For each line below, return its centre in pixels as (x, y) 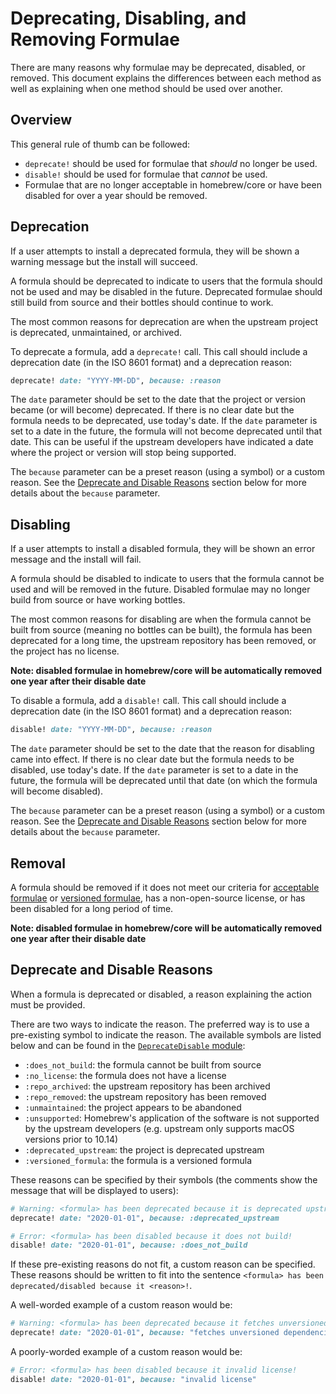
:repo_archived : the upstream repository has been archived (147, 1086)
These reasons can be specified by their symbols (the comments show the (164, 1179)
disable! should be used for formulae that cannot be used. (146, 174)
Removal (38, 863)
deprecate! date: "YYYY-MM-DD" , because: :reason (116, 380)
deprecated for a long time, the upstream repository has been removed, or (163, 641)
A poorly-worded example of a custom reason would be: (126, 1351)
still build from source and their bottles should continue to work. (142, 302)
